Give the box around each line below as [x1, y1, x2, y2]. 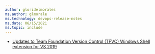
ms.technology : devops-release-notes [5, 16, 82, 21]
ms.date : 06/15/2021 [5, 20, 48, 26]
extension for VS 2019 [12, 44, 57, 50]
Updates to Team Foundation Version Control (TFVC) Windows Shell [12, 38, 150, 44]
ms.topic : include [5, 25, 43, 30]
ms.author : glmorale [5, 12, 48, 17]
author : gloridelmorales [5, 7, 56, 12]
